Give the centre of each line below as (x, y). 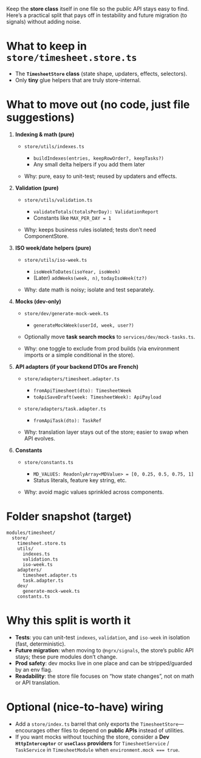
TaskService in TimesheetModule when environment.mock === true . (97, 749)
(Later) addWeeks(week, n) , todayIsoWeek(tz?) (90, 278)
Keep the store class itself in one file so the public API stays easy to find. (98, 9)
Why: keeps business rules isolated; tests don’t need (90, 230)
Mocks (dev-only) (38, 301)
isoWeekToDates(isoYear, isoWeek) (77, 272)
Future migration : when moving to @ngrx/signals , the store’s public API (104, 650)
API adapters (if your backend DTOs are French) (77, 366)
